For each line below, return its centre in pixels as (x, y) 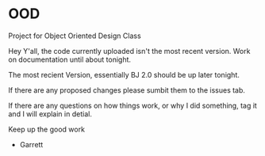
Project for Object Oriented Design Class (75, 36)
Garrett (31, 144)
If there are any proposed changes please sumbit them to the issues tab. (127, 90)
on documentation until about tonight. (70, 59)
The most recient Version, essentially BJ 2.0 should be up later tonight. (124, 74)
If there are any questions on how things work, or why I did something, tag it (133, 105)
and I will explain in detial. (50, 114)
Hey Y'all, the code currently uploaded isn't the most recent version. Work (129, 51)
